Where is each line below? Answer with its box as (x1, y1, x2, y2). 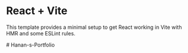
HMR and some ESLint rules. (6, 29, 76, 37)
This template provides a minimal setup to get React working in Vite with (6, 24, 182, 31)
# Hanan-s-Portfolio (6, 41, 55, 48)
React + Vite (6, 4, 68, 18)
